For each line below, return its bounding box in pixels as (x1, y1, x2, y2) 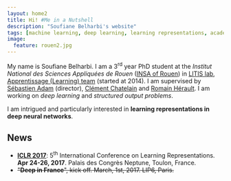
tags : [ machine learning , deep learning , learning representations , (7, 29, 208, 36)
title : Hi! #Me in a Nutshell (7, 17, 94, 23)
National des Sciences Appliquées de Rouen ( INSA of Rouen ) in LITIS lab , (7, 70, 215, 78)
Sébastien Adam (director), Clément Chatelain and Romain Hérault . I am (7, 84, 210, 92)
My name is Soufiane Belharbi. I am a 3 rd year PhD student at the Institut (7, 61, 212, 70)
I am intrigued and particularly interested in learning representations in (7, 105, 210, 113)
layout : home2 (7, 10, 48, 17)
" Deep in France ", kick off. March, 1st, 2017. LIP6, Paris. (16, 166, 174, 174)
